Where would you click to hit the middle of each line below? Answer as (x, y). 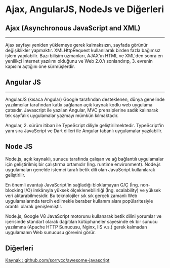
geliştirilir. (15, 175)
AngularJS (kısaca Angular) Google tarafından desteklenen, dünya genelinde (85, 99)
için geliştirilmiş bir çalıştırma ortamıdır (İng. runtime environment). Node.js (83, 164)
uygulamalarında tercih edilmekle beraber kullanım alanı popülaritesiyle (79, 201)
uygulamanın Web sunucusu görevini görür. (51, 232)
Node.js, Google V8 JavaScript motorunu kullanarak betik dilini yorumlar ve (83, 216)
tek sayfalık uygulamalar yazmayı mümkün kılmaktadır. (62, 116)
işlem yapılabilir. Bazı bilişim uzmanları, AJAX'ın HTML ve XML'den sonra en (84, 56)
